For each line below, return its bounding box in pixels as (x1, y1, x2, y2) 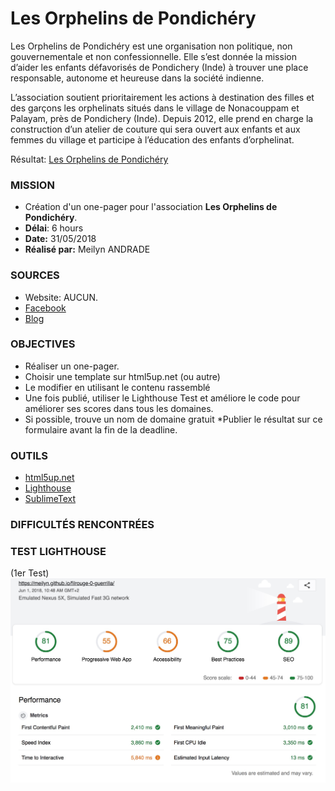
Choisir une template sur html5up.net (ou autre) (24, 370, 221, 382)
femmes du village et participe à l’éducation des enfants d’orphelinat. (10, 133, 295, 146)
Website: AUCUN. (24, 291, 99, 303)
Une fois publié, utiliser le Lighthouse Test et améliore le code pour (24, 392, 301, 404)
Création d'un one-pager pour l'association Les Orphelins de (24, 201, 278, 213)
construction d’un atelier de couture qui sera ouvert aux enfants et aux (10, 123, 301, 135)
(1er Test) (10, 567, 50, 579)
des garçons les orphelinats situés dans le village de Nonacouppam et (10, 102, 300, 114)
